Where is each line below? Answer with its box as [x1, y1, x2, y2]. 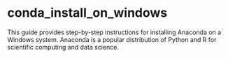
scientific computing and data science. [7, 43, 119, 51]
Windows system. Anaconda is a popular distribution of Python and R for [7, 35, 217, 43]
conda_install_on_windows [7, 5, 168, 21]
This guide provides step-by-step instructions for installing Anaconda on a [7, 28, 222, 36]
